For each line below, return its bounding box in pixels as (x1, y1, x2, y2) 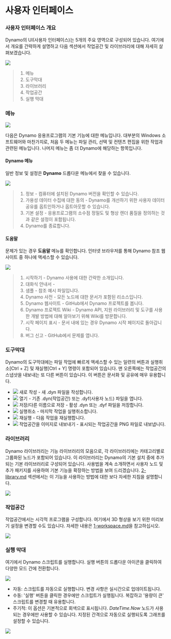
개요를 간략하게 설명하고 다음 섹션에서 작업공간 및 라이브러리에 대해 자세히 (10, 43, 158, 49)
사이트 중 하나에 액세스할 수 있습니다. (5, 254, 79, 261)
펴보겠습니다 (5, 50, 31, 56)
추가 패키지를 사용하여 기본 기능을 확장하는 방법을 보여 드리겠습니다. (5, 467, 140, 473)
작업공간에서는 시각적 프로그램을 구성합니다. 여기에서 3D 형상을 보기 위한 (5, 516, 151, 523)
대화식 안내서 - (25, 281, 55, 287)
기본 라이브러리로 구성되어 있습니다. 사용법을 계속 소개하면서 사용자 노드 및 (14, 461, 163, 467)
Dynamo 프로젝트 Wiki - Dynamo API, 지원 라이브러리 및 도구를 (25, 307, 153, 313)
